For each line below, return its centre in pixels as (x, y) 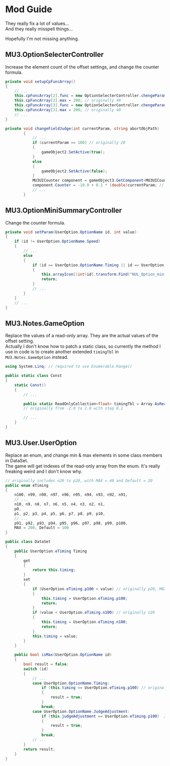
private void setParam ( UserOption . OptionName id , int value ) (71, 232)
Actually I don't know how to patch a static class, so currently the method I (83, 346)
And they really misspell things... (39, 28)
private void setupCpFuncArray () (40, 82)
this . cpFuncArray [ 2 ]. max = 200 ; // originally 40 (68, 101)
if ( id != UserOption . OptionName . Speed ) (57, 242)
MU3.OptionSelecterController (54, 55)
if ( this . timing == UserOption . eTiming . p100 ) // (94, 688)
